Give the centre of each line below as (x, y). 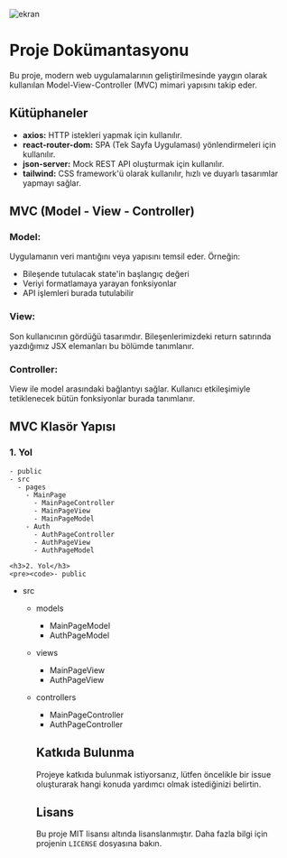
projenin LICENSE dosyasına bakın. (99, 844)
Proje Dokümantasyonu (99, 51)
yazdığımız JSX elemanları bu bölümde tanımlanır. (102, 346)
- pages (32, 487)
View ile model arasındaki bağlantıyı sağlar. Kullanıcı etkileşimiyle (130, 389)
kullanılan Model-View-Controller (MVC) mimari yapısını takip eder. (133, 85)
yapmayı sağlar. (51, 183)
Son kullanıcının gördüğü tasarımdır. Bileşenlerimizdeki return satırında (140, 336)
